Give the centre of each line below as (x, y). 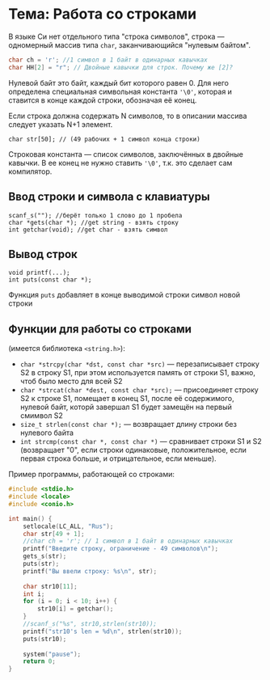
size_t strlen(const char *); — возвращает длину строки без (128, 424)
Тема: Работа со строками (103, 14)
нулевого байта (47, 433)
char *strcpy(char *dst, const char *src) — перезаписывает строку (140, 364)
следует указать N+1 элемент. (61, 124)
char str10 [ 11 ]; (51, 586)
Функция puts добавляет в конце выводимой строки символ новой (124, 295)
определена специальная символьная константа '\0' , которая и (120, 91)
